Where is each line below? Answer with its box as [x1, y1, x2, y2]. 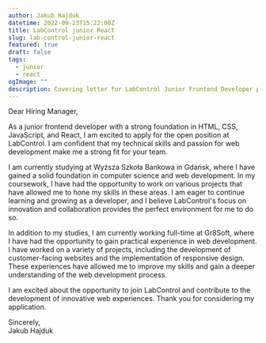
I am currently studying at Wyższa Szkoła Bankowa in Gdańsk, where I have [8, 163, 256, 172]
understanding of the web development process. [8, 270, 168, 280]
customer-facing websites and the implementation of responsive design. [8, 254, 245, 263]
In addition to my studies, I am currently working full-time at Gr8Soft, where [8, 228, 255, 238]
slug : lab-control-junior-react [8, 33, 115, 42]
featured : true [8, 41, 59, 49]
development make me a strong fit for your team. [8, 147, 168, 156]
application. [8, 302, 47, 312]
